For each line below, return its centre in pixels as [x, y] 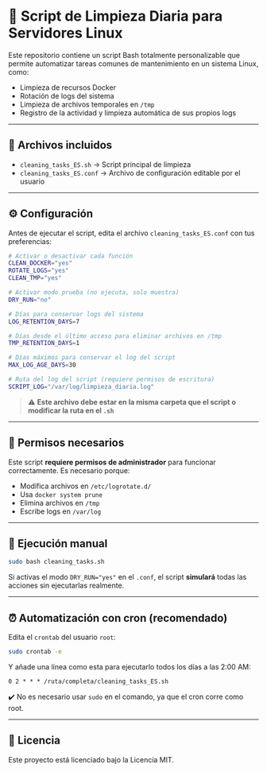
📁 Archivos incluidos [60, 145]
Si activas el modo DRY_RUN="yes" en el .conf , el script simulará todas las [128, 577]
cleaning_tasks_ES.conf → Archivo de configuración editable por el [130, 173]
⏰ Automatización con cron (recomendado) [118, 618]
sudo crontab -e [35, 652]
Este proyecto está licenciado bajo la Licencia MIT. [91, 759]
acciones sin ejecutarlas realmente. [66, 586]
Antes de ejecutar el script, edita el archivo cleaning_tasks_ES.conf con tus [132, 233]
